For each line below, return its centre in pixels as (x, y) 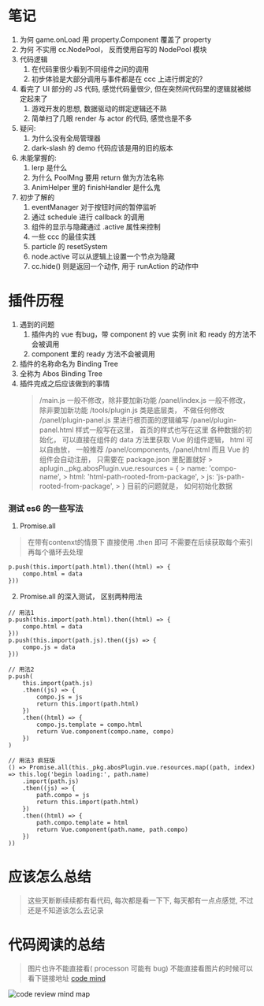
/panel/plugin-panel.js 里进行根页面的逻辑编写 (114, 419)
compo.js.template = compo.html (90, 725)
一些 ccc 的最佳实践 (63, 237)
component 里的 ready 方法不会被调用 (93, 354)
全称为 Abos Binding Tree (61, 373)
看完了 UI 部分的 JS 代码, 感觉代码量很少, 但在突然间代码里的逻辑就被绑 (135, 88)
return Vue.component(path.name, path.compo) (113, 830)
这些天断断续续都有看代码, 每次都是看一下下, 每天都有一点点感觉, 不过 (140, 900)
